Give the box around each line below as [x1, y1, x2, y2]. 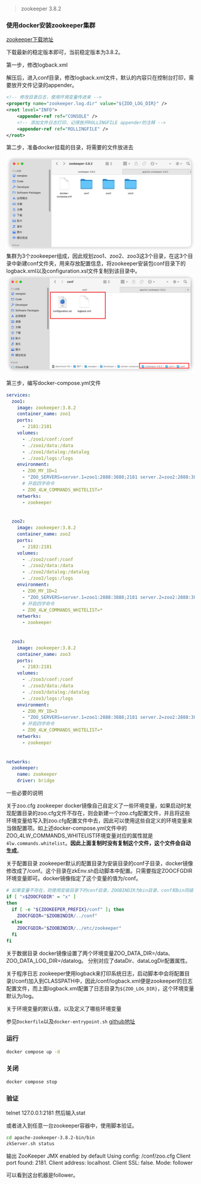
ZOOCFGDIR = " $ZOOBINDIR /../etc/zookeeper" [17, 926, 121, 932]
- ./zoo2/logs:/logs [22, 576, 74, 582]
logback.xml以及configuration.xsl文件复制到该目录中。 [6, 267, 141, 275]
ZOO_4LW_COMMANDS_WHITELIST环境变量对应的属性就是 [6, 832, 154, 839]
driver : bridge [17, 778, 55, 784]
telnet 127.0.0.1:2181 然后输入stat [6, 1109, 86, 1116]
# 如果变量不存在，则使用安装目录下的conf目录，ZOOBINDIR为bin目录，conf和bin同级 [6, 887, 194, 893]
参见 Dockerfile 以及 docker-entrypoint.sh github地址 [6, 1017, 136, 1025]
